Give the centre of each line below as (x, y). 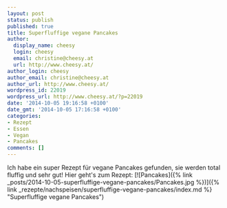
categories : (24, 116)
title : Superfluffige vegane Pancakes (63, 33)
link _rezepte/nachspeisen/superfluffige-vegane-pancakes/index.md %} (110, 189)
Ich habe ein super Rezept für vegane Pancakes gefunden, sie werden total (114, 167)
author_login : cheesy (38, 71)
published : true (30, 26)
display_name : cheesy (44, 45)
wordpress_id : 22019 (37, 90)
